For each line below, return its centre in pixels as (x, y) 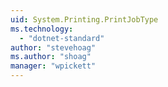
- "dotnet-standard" (62, 38)
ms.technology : (42, 29)
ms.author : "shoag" (51, 57)
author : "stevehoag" (53, 47)
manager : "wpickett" (53, 66)
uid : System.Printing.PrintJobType (84, 19)
